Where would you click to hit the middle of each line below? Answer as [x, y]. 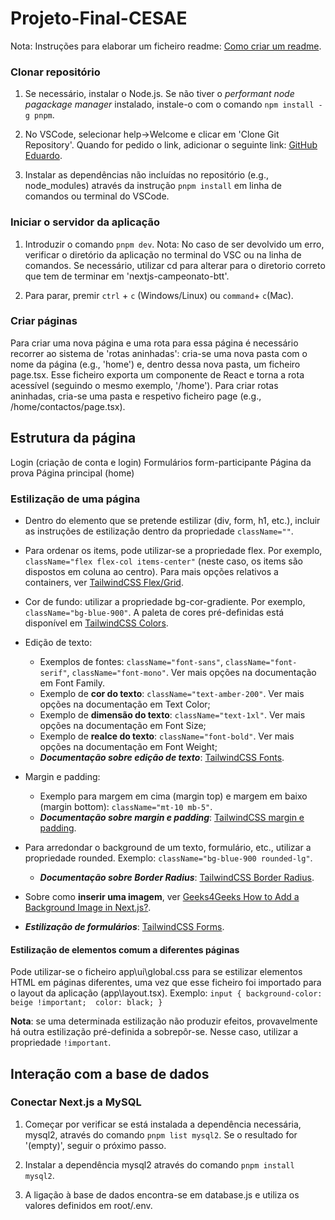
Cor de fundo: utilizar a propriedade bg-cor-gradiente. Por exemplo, [165, 601]
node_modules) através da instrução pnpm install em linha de [153, 186]
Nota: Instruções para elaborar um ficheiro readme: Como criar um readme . [166, 46]
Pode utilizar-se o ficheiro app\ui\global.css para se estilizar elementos [156, 972]
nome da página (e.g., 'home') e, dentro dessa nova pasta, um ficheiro [155, 364]
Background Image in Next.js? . [88, 907]
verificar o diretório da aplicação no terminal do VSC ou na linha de [163, 254]
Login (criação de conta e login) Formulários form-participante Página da [161, 462]
